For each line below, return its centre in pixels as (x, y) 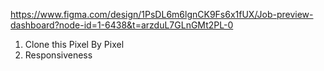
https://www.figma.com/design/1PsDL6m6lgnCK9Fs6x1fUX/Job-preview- (162, 14)
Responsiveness (58, 55)
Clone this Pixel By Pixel (74, 44)
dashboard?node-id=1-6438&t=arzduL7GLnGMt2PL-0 (122, 25)
